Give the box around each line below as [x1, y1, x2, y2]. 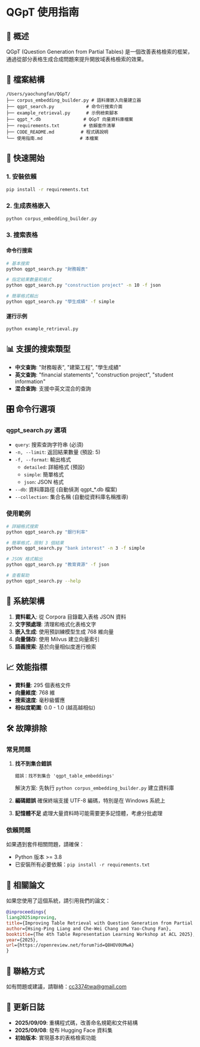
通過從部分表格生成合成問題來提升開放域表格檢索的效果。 [6, 56, 147, 63]
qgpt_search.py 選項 [6, 426, 67, 434]
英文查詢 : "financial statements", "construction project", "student [14, 371, 174, 378]
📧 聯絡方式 [6, 966, 45, 976]
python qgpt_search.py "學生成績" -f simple [6, 299, 115, 305]
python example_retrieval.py [6, 326, 79, 332]
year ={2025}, [6, 936, 39, 943]
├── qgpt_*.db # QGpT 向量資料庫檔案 [6, 116, 133, 123]
